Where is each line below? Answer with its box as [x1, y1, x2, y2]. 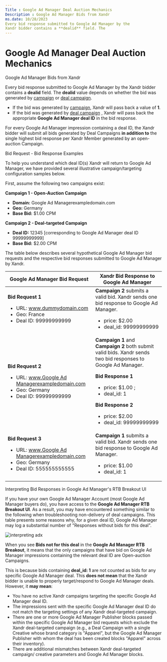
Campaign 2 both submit [95, 343, 154, 350]
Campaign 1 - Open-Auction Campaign [5, 190, 87, 196]
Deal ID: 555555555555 [16, 465, 75, 472]
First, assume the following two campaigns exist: [5, 180, 105, 186]
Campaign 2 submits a [95, 287, 149, 294]
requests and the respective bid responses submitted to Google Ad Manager [5, 255, 162, 261]
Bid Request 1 [7, 293, 42, 300]
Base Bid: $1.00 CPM [12, 210, 56, 216]
